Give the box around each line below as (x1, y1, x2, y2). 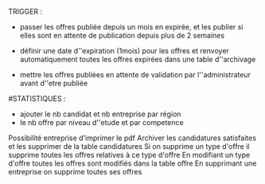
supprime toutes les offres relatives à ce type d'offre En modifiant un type (8, 151, 251, 159)
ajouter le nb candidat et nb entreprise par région (19, 109, 181, 119)
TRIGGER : (8, 7, 43, 16)
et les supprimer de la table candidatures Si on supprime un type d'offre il (8, 142, 250, 151)
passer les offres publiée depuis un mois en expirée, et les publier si (19, 22, 244, 31)
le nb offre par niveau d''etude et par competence (19, 118, 185, 127)
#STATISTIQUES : (8, 94, 66, 103)
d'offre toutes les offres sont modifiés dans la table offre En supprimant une (8, 159, 257, 168)
